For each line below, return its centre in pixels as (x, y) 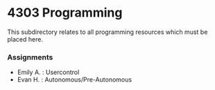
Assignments (30, 57)
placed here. (25, 39)
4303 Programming (65, 13)
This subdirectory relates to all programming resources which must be (108, 32)
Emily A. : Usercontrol (48, 72)
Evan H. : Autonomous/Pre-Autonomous (75, 80)
